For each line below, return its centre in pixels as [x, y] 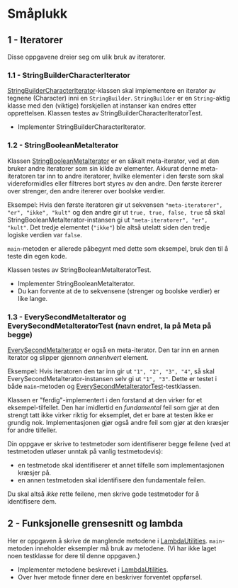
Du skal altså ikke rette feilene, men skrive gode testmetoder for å [103, 494]
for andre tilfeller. [32, 430]
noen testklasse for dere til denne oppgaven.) [74, 555]
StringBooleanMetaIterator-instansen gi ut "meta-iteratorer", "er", [108, 220]
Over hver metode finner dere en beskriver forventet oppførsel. [110, 577]
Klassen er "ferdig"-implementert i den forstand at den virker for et [105, 400]
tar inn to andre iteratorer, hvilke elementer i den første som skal [131, 176]
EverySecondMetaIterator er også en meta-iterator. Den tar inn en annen [113, 350]
